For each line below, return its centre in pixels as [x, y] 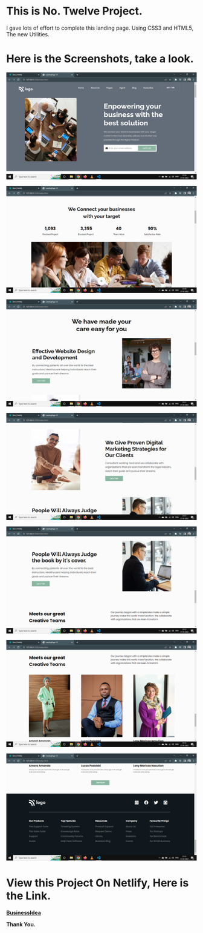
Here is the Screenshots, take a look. [100, 59]
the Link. [29, 896]
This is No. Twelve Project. [75, 11]
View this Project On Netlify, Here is [98, 883]
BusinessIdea [24, 912]
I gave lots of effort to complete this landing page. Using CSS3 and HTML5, [100, 28]
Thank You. [21, 924]
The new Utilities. [28, 34]
